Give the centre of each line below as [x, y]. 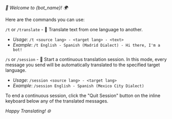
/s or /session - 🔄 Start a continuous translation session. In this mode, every [86, 59]
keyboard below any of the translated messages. [57, 101]
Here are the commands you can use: [45, 19]
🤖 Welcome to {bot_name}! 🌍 [37, 8]
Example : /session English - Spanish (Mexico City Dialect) [79, 86]
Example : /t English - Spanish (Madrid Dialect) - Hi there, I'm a [87, 45]
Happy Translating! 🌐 [28, 111]
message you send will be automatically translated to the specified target [83, 65]
